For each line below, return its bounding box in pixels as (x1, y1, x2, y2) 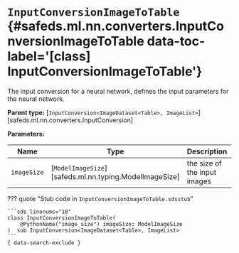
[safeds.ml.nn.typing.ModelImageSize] (51, 171, 180, 181)
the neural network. (7, 95, 65, 103)
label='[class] (7, 48, 91, 65)
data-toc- (147, 33, 206, 50)
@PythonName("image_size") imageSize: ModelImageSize (20, 220, 183, 227)
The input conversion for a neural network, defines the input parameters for (7, 87, 229, 95)
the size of (186, 158, 223, 168)
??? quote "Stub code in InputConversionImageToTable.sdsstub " (7, 194, 193, 203)
